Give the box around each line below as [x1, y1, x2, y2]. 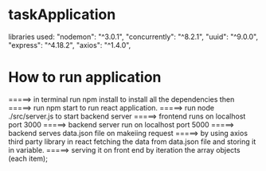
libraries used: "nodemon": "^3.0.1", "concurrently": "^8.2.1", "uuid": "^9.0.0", [8, 32, 259, 41]
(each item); [8, 154, 48, 163]
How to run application [8, 68, 162, 87]
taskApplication [8, 6, 116, 24]
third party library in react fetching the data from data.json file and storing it [8, 137, 256, 146]
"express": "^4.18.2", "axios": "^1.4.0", [8, 40, 131, 49]
